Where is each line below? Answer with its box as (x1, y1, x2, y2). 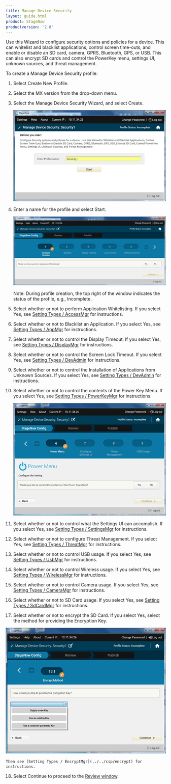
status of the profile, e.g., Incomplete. (13, 295, 92, 302)
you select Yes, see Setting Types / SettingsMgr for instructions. (13, 526, 148, 532)
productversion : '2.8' (6, 24, 54, 30)
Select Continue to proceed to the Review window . (13, 773, 119, 779)
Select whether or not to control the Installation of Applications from (13, 367, 155, 373)
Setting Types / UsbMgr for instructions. (13, 557, 97, 563)
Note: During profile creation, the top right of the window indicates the (13, 290, 160, 296)
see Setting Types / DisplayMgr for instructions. (13, 341, 113, 347)
